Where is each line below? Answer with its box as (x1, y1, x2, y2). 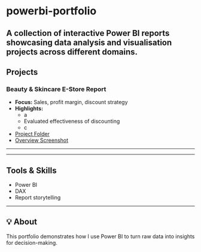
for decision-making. (6, 239, 58, 246)
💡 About (6, 217, 38, 227)
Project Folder (14, 130, 50, 138)
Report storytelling (14, 194, 61, 201)
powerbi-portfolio (6, 4, 97, 18)
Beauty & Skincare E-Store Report (6, 85, 106, 93)
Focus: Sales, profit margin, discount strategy (14, 99, 128, 106)
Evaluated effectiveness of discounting (23, 118, 120, 125)
